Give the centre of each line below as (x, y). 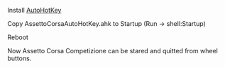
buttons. (20, 58)
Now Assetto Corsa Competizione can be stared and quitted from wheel (112, 51)
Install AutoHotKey (34, 10)
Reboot (18, 37)
